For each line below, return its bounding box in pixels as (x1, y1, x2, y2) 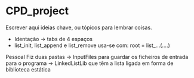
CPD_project (5, 4, 69, 18)
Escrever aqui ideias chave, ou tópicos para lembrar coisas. (5, 24, 153, 31)
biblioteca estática (5, 65, 51, 73)
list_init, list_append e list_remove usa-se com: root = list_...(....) (14, 42, 171, 49)
